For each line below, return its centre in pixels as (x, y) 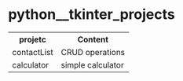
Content (93, 39)
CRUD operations (93, 52)
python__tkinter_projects (91, 15)
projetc (33, 39)
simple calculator (92, 64)
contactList (33, 52)
